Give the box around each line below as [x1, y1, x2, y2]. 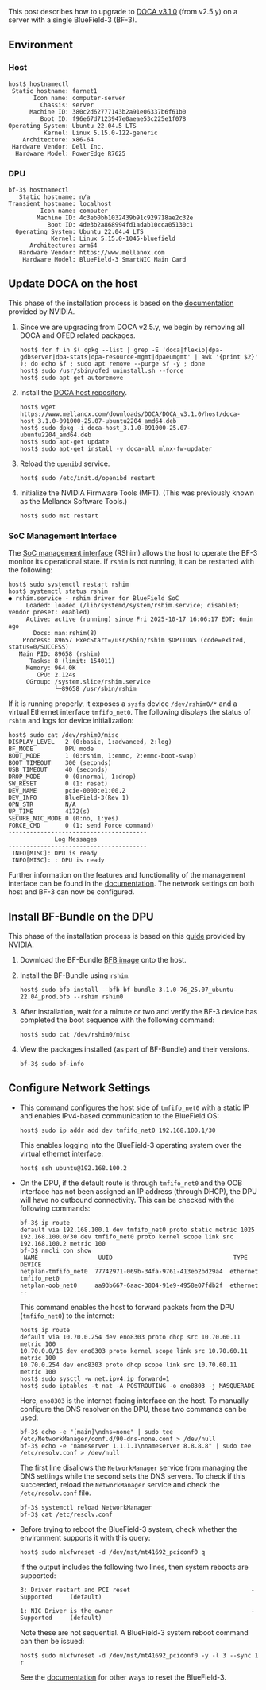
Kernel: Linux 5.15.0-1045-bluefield [50, 235, 176, 242]
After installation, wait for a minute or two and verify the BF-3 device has [19, 1006, 258, 1016]
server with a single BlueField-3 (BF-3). [8, 15, 137, 25]
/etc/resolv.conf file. [19, 1488, 91, 1498]
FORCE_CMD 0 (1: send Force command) [8, 822, 155, 830]
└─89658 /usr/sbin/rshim [54, 685, 137, 693]
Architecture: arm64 [29, 242, 98, 250]
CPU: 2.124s [37, 671, 77, 679]
